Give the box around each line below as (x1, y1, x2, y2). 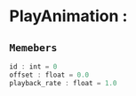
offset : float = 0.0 (9, 70, 90, 79)
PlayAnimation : (9, 6, 128, 26)
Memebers (9, 41, 58, 54)
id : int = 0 (9, 63, 58, 71)
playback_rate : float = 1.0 (9, 78, 117, 87)
